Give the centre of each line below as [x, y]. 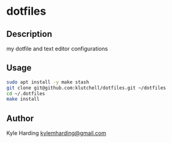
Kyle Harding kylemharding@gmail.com [56, 133]
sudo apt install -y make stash [48, 82]
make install [23, 99]
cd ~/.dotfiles [26, 93]
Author [20, 118]
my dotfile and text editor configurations [57, 48]
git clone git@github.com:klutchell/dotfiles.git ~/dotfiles [86, 88]
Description [29, 34]
